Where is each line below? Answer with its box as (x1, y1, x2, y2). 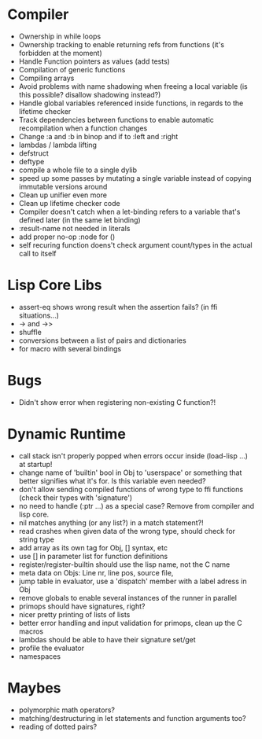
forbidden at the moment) (18, 48, 103, 57)
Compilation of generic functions (18, 64, 126, 74)
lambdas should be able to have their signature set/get (18, 634, 196, 644)
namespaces (18, 651, 61, 661)
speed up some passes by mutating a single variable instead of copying (18, 173, 253, 182)
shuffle (18, 327, 42, 336)
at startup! (18, 459, 53, 469)
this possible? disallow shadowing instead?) (18, 90, 161, 99)
